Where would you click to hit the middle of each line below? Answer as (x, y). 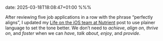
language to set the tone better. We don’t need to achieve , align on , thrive (82, 28)
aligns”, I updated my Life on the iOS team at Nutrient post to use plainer (80, 23)
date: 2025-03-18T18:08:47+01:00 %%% (48, 7)
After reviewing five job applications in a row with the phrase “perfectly (79, 17)
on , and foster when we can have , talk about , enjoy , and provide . (73, 33)
